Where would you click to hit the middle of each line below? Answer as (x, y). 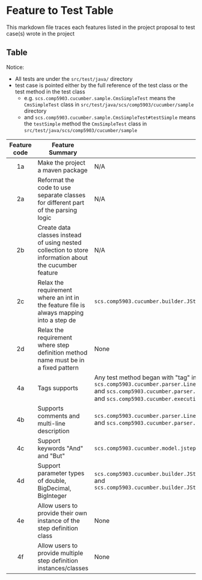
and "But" (51, 456)
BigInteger (52, 496)
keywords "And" (60, 448)
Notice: (15, 67)
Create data (54, 227)
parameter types (61, 473)
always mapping (61, 312)
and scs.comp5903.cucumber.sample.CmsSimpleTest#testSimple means (110, 117)
